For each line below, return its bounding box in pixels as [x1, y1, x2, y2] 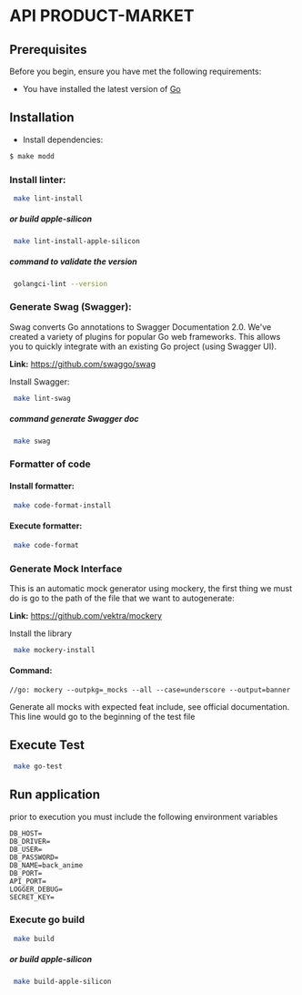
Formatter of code [9, 457, 91, 470]
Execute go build [9, 913, 86, 926]
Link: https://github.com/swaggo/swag [9, 358, 156, 369]
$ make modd [9, 151, 55, 160]
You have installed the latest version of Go [22, 84, 181, 94]
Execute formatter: [9, 520, 83, 531]
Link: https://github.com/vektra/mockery [9, 610, 162, 621]
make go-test [13, 762, 64, 771]
